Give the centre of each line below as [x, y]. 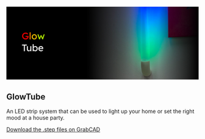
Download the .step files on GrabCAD [53, 130]
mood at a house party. [36, 118]
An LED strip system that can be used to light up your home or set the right [100, 111]
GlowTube [26, 97]
